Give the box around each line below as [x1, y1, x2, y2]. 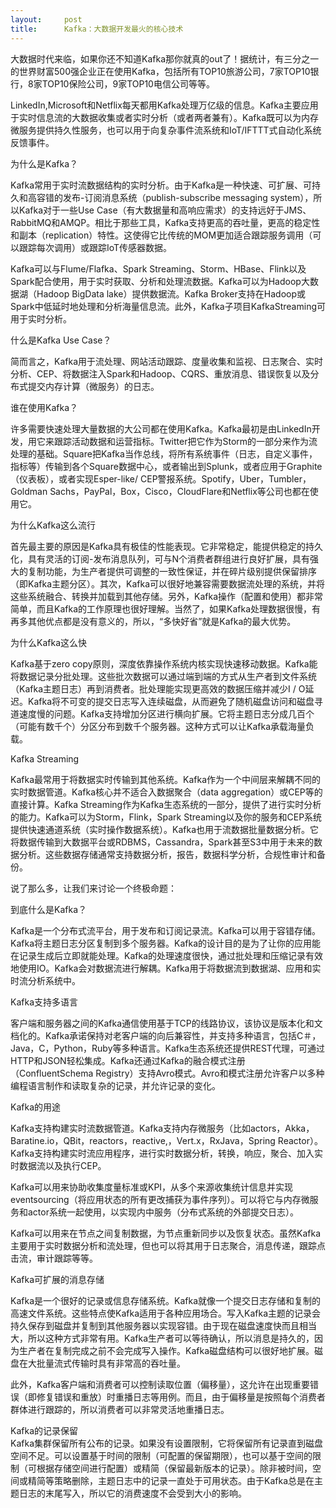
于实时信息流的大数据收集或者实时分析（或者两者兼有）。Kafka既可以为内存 [10, 111, 319, 123]
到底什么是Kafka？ [10, 903, 87, 915]
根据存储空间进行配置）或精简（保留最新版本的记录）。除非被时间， [36, 1462, 313, 1474]
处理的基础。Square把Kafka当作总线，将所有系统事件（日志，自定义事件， [10, 447, 318, 460]
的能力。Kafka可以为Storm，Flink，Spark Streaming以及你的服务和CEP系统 [10, 811, 323, 823]
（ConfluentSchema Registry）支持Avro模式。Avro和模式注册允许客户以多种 [10, 1067, 325, 1079]
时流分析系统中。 [10, 974, 81, 986]
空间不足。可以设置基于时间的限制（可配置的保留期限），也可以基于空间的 [10, 1449, 313, 1461]
